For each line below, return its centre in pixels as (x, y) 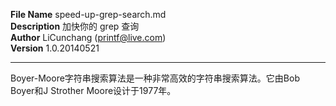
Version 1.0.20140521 (55, 48)
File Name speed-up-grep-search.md (88, 14)
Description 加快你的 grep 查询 (75, 26)
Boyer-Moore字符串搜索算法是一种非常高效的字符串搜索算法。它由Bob (155, 78)
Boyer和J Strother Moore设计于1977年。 (93, 90)
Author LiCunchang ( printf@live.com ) (88, 37)
